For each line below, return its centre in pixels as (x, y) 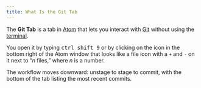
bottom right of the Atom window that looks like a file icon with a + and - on (100, 54)
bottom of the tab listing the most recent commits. (69, 78)
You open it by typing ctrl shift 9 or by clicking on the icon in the (93, 47)
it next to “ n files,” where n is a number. (56, 60)
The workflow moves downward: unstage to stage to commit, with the (94, 72)
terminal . (17, 36)
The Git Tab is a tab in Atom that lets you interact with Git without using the (100, 29)
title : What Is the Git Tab (42, 12)
